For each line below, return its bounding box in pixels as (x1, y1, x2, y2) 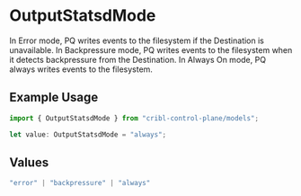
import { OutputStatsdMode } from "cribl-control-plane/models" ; (9, 113, 259, 122)
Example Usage (9, 90, 99, 105)
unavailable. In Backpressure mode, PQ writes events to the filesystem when (9, 44, 293, 55)
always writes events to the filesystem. (9, 64, 153, 75)
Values (9, 155, 49, 170)
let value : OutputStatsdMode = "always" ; (9, 129, 167, 139)
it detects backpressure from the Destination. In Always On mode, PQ (9, 54, 267, 65)
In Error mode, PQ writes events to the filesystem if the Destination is (9, 35, 265, 46)
